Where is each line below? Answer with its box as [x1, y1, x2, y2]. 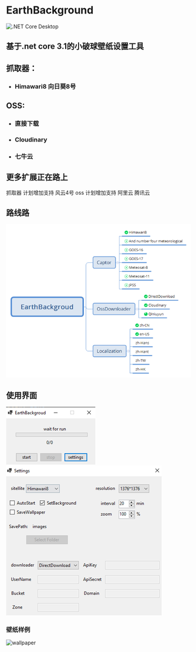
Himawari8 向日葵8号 [14, 82, 76, 90]
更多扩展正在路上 [6, 173, 68, 183]
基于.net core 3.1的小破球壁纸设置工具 [6, 42, 144, 52]
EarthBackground [6, 4, 94, 17]
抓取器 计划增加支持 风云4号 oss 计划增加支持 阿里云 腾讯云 [6, 189, 150, 196]
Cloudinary [14, 136, 48, 144]
